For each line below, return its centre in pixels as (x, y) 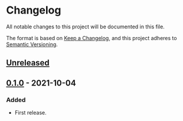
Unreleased (28, 63)
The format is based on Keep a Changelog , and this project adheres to (91, 38)
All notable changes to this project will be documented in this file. (86, 27)
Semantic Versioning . (32, 44)
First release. (30, 113)
